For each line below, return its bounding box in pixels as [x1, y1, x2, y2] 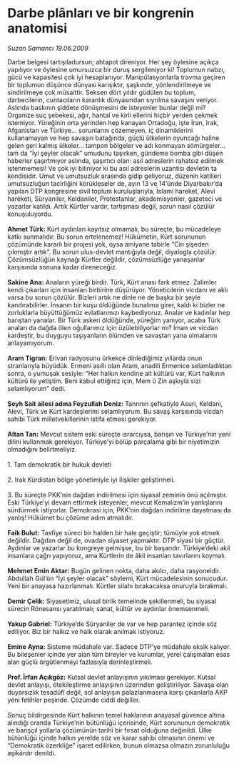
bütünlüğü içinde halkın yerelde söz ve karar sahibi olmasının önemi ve [7, 733, 215, 742]
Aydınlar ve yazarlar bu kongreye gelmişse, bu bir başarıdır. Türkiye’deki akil [7, 543, 230, 552]
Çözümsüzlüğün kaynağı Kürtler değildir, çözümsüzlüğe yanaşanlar [7, 255, 205, 264]
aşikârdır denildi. [7, 748, 56, 757]
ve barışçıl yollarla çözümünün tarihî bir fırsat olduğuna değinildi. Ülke [7, 725, 213, 734]
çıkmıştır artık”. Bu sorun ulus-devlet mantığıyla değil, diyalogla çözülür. [7, 247, 218, 256]
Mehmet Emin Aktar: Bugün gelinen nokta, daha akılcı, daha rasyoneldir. [7, 566, 221, 575]
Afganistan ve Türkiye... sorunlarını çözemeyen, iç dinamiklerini [7, 126, 193, 134]
